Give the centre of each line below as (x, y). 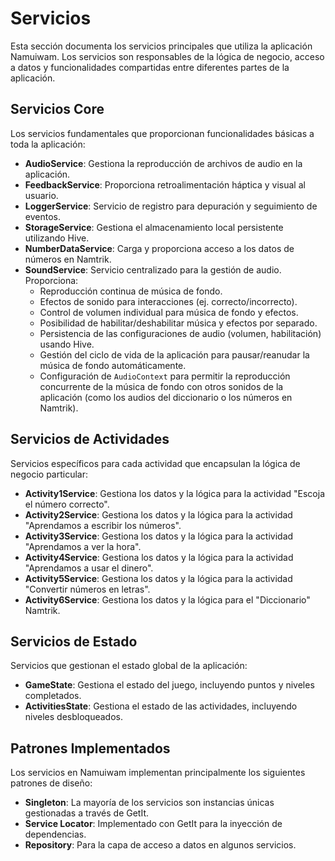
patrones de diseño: (51, 783)
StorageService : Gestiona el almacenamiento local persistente (154, 227)
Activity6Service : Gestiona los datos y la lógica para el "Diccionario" (167, 599)
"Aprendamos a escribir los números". (103, 525)
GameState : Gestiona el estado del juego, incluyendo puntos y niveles (169, 685)
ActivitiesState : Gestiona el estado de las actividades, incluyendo (161, 706)
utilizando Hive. (57, 238)
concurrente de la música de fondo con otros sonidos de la (161, 386)
